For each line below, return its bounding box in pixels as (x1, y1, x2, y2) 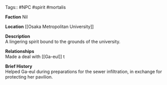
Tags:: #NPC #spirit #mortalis (5, 4, 66, 10)
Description (5, 33, 30, 39)
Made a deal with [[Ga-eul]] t (5, 53, 65, 59)
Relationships (5, 48, 34, 54)
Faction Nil (5, 14, 28, 19)
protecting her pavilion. (5, 74, 53, 79)
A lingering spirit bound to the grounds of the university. (5, 38, 121, 44)
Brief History (5, 63, 32, 69)
